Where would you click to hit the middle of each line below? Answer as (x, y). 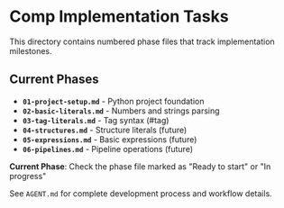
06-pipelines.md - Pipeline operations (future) (108, 149)
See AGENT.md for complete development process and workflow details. (141, 193)
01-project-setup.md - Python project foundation (113, 101)
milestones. (31, 50)
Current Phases (54, 80)
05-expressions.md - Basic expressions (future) (110, 139)
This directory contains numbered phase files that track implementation (142, 41)
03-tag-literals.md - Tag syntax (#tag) (96, 120)
